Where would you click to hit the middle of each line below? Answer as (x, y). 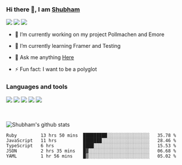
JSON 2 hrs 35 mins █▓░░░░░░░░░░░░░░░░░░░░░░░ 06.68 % (91, 151)
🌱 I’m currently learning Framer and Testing (68, 46)
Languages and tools (37, 87)
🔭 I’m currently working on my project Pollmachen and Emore (90, 34)
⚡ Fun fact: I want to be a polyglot (56, 69)
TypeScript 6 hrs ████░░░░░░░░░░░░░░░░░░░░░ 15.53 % (91, 145)
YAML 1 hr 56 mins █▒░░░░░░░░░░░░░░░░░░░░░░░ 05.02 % (91, 156)
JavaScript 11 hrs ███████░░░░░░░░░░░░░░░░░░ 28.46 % (91, 140)
